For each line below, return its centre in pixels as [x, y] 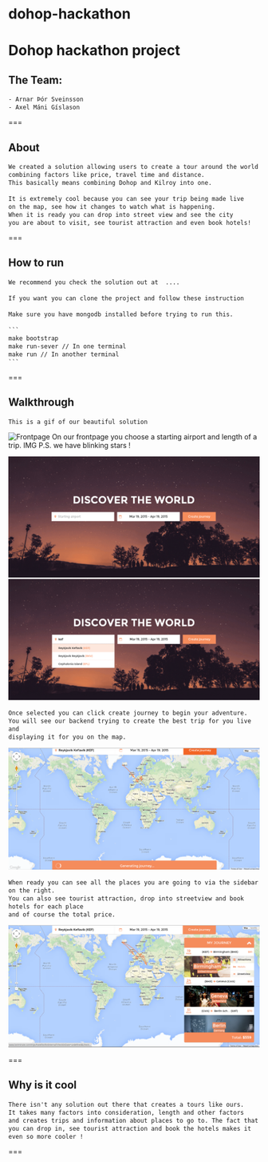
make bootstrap [33, 338]
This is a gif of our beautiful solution [78, 422]
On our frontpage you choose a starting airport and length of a [154, 436]
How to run [36, 263]
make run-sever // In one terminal [67, 346]
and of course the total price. [62, 915]
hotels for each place [46, 907]
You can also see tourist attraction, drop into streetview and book [126, 899]
